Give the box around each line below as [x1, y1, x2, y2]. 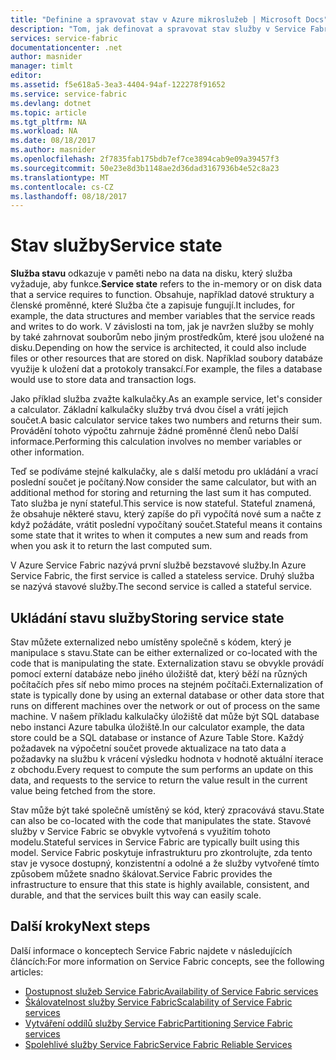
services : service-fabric [10, 33, 118, 43]
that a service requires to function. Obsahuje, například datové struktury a [10, 289, 315, 301]
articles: [10, 966, 44, 978]
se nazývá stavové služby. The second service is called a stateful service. [10, 581, 313, 593]
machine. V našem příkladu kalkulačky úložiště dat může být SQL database [10, 711, 320, 722]
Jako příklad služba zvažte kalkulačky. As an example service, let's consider [10, 393, 323, 405]
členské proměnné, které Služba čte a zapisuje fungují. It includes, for [10, 299, 295, 311]
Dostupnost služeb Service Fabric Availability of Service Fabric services [24, 985, 319, 997]
